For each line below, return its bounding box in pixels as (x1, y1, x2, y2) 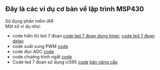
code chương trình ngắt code (12, 54, 72, 60)
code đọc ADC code (12, 48, 54, 54)
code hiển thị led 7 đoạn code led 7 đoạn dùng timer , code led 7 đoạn (12, 33, 155, 38)
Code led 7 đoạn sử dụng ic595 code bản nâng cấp (12, 59, 118, 65)
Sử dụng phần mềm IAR (5, 18, 54, 24)
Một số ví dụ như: (5, 23, 41, 29)
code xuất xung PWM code (12, 43, 69, 49)
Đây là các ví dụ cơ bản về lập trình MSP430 (5, 5, 144, 13)
